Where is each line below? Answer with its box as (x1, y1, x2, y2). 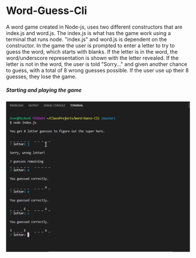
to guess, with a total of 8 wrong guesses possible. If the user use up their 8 (6, 67, 189, 74)
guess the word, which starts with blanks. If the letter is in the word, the (6, 48, 178, 55)
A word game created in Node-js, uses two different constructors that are (6, 23, 183, 30)
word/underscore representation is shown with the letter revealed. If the (6, 54, 179, 61)
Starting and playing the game (6, 86, 82, 93)
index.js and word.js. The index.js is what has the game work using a (6, 29, 171, 36)
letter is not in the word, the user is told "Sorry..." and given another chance (6, 60, 188, 68)
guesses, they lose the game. (6, 73, 77, 80)
